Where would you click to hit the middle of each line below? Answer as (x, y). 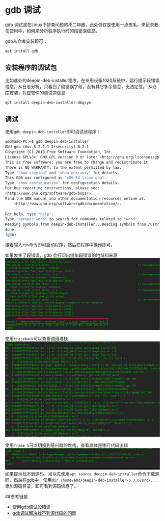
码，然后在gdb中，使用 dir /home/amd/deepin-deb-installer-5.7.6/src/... (81, 480)
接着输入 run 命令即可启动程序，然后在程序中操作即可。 (60, 245)
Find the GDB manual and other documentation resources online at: (76, 198)
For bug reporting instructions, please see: (52, 188)
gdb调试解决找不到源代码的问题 (44, 513)
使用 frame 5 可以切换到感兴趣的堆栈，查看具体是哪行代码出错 (67, 445)
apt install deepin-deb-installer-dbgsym (48, 103)
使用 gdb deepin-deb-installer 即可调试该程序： (53, 132)
